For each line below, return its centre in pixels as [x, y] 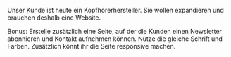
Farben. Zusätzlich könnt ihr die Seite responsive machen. [92, 46]
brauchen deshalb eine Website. [54, 18]
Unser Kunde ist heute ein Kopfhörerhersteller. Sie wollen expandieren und [115, 10]
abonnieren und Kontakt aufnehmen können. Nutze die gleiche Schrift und [115, 39]
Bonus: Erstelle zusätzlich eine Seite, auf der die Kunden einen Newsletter [114, 31]
